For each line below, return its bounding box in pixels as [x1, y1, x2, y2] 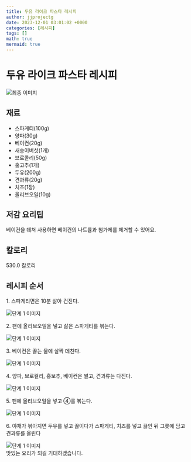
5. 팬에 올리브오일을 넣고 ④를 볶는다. [6, 397, 93, 404]
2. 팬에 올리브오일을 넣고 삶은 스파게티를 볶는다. [6, 323, 115, 330]
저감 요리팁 [6, 210, 44, 220]
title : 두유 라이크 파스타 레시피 [6, 8, 77, 15]
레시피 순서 [6, 280, 44, 291]
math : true [6, 36, 33, 42]
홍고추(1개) [14, 161, 40, 168]
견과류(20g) [14, 176, 43, 183]
